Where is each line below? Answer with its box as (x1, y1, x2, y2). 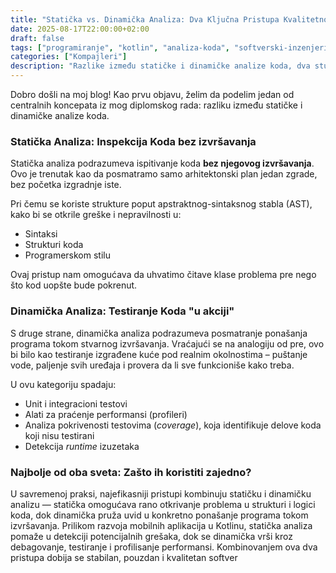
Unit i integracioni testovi (24, 397, 128, 410)
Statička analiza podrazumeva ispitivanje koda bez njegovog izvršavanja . (10, 157, 315, 170)
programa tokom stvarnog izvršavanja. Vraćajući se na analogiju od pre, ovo (10, 337, 325, 350)
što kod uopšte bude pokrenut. (10, 279, 138, 291)
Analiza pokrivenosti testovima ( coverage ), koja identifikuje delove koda (24, 419, 322, 431)
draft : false (10, 33, 65, 43)
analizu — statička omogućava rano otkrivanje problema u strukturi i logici (10, 498, 316, 510)
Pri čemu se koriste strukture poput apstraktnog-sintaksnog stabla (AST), (10, 198, 313, 210)
